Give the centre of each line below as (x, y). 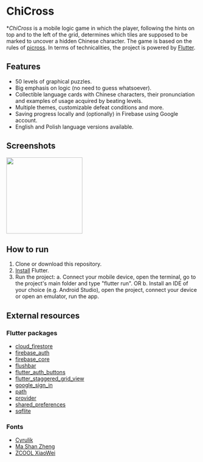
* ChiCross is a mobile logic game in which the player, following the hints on (101, 28)
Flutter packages (32, 333)
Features (23, 67)
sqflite (23, 411)
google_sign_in (34, 385)
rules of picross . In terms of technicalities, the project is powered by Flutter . (101, 48)
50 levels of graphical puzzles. (53, 81)
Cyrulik (24, 440)
